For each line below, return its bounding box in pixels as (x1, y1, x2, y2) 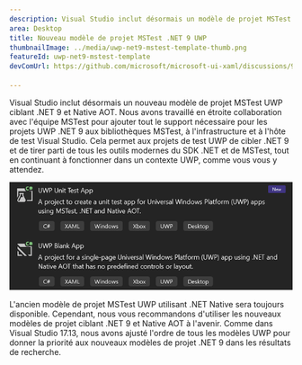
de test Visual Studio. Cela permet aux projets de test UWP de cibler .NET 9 (9, 135, 289, 146)
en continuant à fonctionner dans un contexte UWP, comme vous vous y (9, 154, 278, 165)
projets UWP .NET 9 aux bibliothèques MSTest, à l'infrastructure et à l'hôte (9, 126, 286, 137)
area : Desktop (9, 23, 63, 33)
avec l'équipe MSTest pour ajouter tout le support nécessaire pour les (9, 116, 268, 127)
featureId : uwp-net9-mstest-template (9, 52, 151, 62)
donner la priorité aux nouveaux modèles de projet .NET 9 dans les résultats (9, 337, 291, 348)
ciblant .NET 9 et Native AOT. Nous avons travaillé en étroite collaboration (9, 106, 282, 117)
